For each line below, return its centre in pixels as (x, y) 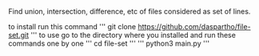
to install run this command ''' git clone (72, 26)
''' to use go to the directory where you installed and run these (133, 35)
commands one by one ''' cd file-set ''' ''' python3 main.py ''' (109, 43)
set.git (19, 35)
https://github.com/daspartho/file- (194, 26)
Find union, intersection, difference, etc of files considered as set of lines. (129, 11)
